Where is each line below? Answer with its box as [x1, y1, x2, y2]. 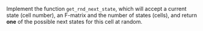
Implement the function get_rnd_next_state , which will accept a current [6, 5, 187, 12]
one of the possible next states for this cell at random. [6, 18, 142, 25]
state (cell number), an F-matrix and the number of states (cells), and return [6, 12, 197, 19]
